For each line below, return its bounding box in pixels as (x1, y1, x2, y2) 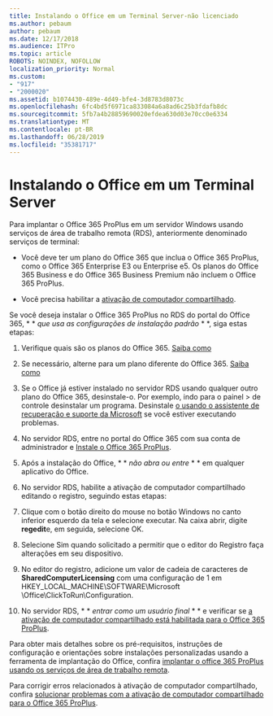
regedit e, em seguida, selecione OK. (20, 524, 145, 534)
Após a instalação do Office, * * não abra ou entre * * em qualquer (20, 458, 245, 468)
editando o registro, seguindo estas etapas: (20, 491, 167, 501)
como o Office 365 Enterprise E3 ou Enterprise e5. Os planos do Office (20, 261, 259, 271)
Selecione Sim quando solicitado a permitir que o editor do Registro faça (20, 540, 264, 550)
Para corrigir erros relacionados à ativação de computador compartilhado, (9, 681, 258, 691)
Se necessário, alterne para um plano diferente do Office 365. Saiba (20, 359, 249, 369)
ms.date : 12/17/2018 (9, 34, 80, 43)
